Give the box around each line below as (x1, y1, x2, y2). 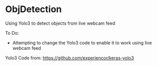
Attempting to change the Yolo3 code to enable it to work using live (12, 39, 152, 46)
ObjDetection (5, 4, 62, 15)
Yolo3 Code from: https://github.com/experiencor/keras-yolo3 (5, 54, 134, 61)
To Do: (5, 30, 19, 36)
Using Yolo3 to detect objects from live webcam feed (5, 20, 116, 26)
